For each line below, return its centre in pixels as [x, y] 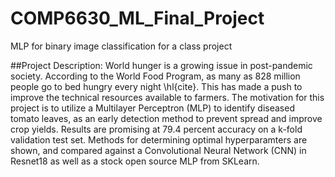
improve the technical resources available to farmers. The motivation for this [167, 97]
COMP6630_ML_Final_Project [137, 18]
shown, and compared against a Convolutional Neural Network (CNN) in [158, 150]
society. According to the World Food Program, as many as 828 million [155, 76]
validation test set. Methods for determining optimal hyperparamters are [159, 139]
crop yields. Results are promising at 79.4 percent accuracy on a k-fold [156, 129]
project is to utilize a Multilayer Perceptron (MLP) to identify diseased [152, 108]
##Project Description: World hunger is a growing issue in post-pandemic [161, 65]
